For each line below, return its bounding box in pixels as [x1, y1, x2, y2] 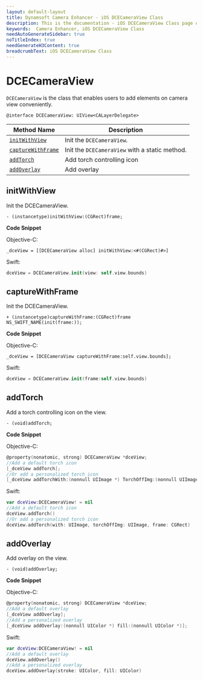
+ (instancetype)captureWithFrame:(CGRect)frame [6, 314, 131, 320]
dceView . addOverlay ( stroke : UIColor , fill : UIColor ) [6, 668, 142, 674]
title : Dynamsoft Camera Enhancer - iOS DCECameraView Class [6, 15, 164, 21]
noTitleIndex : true [6, 37, 56, 43]
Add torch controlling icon [64, 155, 139, 164]
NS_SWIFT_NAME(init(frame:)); [6, 320, 83, 326]
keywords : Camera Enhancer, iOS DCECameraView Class [6, 25, 145, 32]
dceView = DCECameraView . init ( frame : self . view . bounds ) [6, 376, 147, 382]
